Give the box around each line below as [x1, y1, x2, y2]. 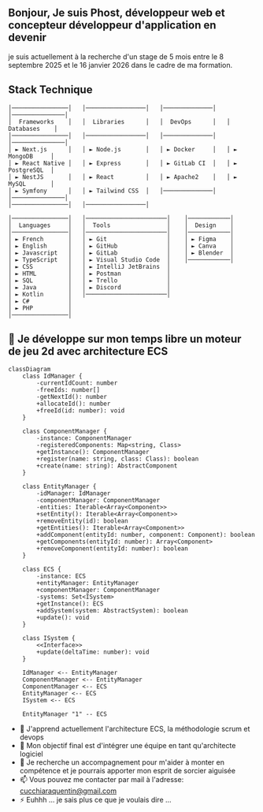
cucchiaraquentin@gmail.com [19, 786, 117, 795]
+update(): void [36, 614, 90, 622]
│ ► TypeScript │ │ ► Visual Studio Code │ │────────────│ [8, 255, 235, 263]
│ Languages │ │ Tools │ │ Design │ [8, 221, 235, 229]
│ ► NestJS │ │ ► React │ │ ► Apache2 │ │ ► [8, 173, 238, 181]
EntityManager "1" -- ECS [22, 710, 108, 718]
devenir [8, 31, 47, 44]
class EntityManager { [22, 482, 97, 491]
